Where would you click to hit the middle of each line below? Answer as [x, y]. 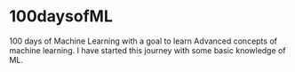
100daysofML [61, 16]
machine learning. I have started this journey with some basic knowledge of [147, 50]
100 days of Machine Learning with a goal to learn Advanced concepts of [144, 41]
